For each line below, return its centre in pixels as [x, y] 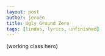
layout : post [23, 12]
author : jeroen [26, 18]
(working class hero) [32, 46]
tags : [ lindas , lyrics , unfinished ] [53, 29]
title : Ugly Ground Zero [38, 23]
